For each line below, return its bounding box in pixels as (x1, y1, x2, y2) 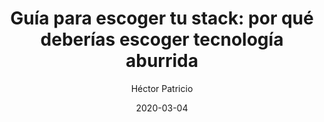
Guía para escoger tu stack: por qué (10, 7, 314, 30)
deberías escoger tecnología (40, 28, 284, 51)
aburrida (125, 50, 199, 72)
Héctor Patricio (130, 82, 194, 94)
